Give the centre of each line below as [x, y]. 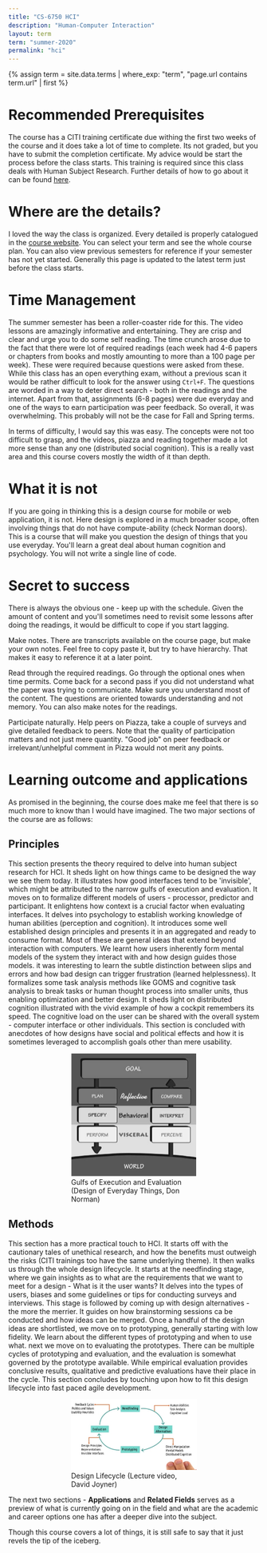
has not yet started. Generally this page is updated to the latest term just [127, 259]
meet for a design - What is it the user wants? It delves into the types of [126, 1285]
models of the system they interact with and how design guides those [123, 957]
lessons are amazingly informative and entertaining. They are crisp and [125, 331]
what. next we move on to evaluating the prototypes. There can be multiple [132, 1345]
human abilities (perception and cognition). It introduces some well [118, 923]
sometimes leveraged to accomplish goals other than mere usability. [120, 1042]
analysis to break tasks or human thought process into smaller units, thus [128, 991]
